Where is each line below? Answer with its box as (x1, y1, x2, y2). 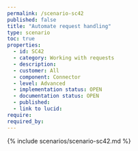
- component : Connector (13, 73, 81, 81)
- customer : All (13, 67, 59, 74)
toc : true (7, 36, 36, 42)
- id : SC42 (13, 49, 44, 55)
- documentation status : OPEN (13, 93, 99, 100)
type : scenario (7, 29, 51, 36)
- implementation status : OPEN (13, 86, 102, 93)
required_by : (7, 118, 44, 125)
